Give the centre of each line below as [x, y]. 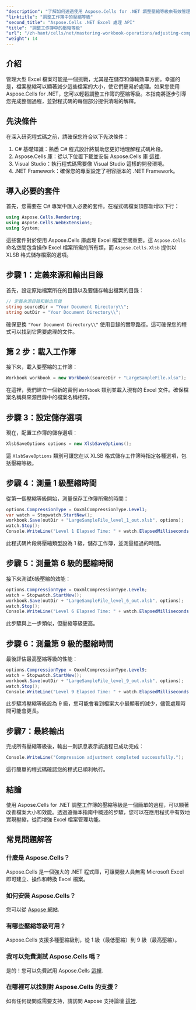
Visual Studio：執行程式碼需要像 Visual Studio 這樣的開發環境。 [91, 163]
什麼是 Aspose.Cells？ [38, 858]
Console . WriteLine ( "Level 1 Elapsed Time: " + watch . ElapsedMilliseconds [98, 531]
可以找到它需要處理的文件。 [44, 331]
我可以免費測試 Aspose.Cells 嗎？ [54, 957]
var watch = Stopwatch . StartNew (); [49, 515]
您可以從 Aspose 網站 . [33, 909]
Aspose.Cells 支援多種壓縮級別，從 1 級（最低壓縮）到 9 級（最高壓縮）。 [93, 940]
